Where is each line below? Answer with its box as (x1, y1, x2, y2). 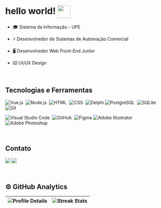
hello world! (5, 5, 56, 17)
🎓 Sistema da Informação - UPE (12, 24, 80, 30)
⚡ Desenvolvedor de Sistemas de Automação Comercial (12, 36, 129, 42)
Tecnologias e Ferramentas (5, 86, 93, 95)
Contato (5, 144, 31, 153)
